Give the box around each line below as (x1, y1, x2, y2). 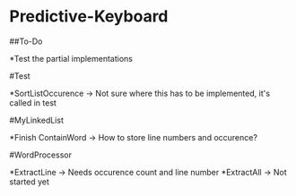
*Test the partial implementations (9, 53, 133, 64)
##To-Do (9, 36, 43, 47)
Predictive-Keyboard (9, 6, 169, 27)
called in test (9, 97, 57, 108)
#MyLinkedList (9, 115, 65, 125)
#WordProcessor (9, 149, 72, 160)
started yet (9, 176, 49, 187)
